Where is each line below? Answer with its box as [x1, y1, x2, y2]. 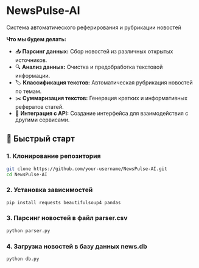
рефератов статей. [15, 103, 64, 110]
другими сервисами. [15, 116, 70, 123]
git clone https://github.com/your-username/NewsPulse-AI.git [6, 165, 167, 172]
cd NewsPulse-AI [6, 171, 47, 177]
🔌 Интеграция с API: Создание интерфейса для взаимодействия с [15, 109, 189, 117]
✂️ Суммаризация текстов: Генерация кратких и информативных [15, 94, 187, 101]
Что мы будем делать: [6, 35, 67, 43]
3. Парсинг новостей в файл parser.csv [6, 214, 128, 222]
